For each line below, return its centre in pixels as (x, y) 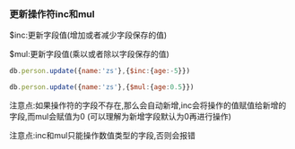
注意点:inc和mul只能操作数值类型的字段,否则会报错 (102, 136)
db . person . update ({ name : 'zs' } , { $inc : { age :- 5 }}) (100, 71)
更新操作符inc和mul (52, 13)
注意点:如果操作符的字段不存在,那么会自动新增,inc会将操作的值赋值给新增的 (148, 105)
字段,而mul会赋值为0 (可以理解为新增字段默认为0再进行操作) (120, 117)
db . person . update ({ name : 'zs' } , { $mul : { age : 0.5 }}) (102, 87)
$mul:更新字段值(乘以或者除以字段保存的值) (90, 54)
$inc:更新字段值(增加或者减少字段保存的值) (88, 35)
